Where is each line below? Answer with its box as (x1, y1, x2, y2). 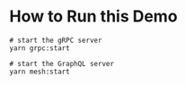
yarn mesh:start (9, 67, 70, 76)
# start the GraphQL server (9, 59, 115, 68)
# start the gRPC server (9, 36, 102, 45)
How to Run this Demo (9, 6, 178, 27)
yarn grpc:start (9, 43, 70, 53)
